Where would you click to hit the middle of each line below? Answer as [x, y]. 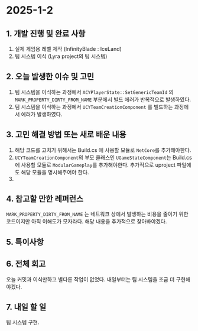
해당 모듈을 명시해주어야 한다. [55, 172]
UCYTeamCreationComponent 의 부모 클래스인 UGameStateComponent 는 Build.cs [103, 157]
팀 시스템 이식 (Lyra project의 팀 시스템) [61, 56]
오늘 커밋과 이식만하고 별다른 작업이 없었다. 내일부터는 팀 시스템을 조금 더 [90, 279]
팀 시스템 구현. [23, 322]
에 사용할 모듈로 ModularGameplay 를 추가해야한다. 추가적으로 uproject [95, 165]
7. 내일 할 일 [26, 307]
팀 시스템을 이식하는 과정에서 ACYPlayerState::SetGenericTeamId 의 [94, 92]
